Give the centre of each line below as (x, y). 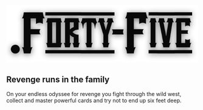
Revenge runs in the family (58, 79)
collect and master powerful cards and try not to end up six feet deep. (94, 100)
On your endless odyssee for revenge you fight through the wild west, (94, 94)
